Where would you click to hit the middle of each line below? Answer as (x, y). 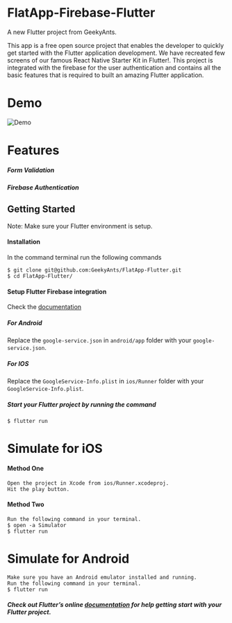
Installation (24, 242)
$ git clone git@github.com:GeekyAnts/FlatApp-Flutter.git (94, 270)
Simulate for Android (68, 559)
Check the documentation (44, 307)
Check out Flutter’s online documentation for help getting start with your (115, 605)
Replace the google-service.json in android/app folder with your (99, 340)
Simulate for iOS (55, 449)
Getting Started (41, 209)
